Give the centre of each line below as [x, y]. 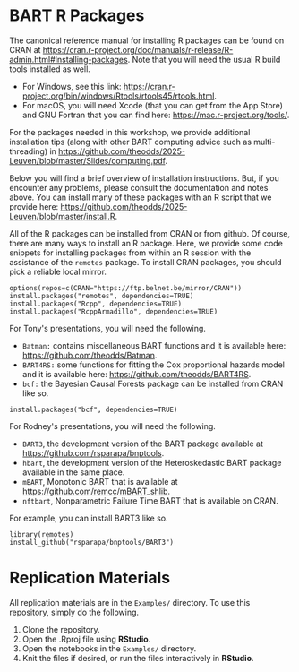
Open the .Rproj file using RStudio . [86, 639]
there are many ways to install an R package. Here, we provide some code [146, 243]
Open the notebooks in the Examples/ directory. [109, 648]
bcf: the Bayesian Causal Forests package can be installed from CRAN [153, 383]
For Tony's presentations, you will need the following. [107, 328]
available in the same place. [73, 472]
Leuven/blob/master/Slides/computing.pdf [87, 160]
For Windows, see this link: [72, 86]
